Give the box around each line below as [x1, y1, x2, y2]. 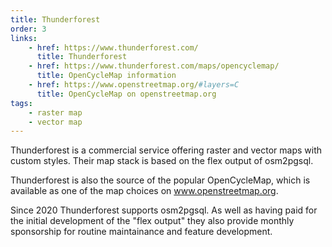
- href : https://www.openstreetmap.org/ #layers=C [28, 80, 240, 90]
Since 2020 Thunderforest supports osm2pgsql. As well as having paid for [10, 204, 318, 216]
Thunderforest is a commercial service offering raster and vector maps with [10, 144, 323, 156]
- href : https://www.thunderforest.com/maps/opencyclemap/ [28, 61, 280, 71]
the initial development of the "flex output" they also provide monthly [10, 215, 295, 227]
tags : [10, 98, 33, 108]
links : [10, 33, 38, 43]
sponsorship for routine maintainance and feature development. [10, 226, 273, 238]
